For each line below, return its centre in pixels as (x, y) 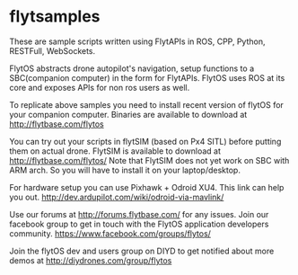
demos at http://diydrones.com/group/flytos (91, 260)
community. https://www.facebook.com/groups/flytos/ (110, 233)
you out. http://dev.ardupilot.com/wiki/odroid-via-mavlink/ (117, 197)
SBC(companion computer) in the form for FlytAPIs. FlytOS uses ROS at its (147, 77)
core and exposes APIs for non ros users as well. (100, 87)
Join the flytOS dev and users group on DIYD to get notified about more (142, 251)
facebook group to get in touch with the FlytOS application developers (139, 224)
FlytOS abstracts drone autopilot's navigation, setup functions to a (132, 68)
